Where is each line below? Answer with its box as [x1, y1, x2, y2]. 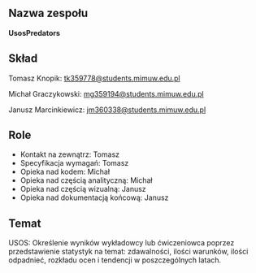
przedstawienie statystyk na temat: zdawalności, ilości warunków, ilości [8, 247, 249, 257]
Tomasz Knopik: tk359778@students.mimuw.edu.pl [8, 73, 180, 83]
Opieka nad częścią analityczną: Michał [20, 175, 153, 185]
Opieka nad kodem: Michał [20, 167, 111, 177]
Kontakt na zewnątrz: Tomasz [20, 149, 120, 159]
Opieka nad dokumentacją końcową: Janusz [20, 193, 169, 202]
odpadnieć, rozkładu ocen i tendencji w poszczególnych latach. [8, 255, 222, 265]
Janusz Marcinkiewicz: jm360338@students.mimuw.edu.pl [8, 105, 206, 115]
